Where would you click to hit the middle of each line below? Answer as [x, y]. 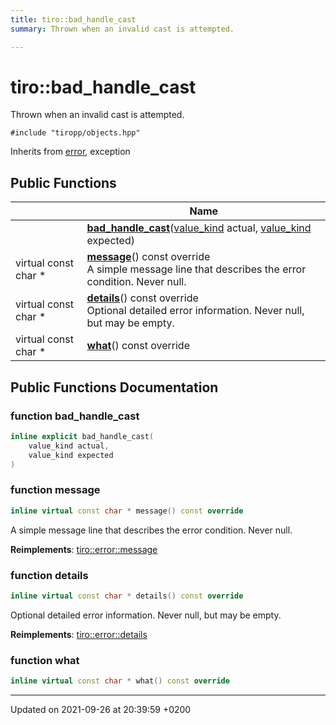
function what [45, 660]
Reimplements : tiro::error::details [79, 634]
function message [55, 490]
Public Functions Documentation [114, 387]
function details [49, 575]
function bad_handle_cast [75, 416]
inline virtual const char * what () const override [120, 681]
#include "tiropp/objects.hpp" [75, 133]
